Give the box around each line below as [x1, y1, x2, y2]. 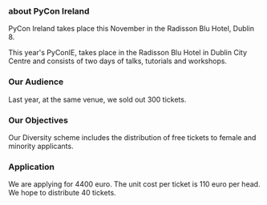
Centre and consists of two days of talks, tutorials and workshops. [8, 56, 227, 66]
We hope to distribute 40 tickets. [8, 188, 116, 198]
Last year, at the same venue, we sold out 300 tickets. [8, 94, 187, 104]
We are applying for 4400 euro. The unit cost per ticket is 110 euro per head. [8, 179, 261, 189]
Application [8, 161, 55, 172]
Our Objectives [8, 115, 68, 126]
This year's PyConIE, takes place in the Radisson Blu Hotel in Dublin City [8, 48, 247, 58]
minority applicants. [8, 141, 74, 151]
